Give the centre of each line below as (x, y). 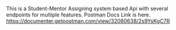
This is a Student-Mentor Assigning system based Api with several (87, 9)
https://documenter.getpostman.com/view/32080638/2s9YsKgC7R (88, 21)
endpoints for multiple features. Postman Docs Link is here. (79, 15)
